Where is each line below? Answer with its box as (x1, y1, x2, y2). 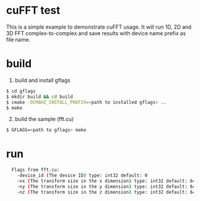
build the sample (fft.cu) (14, 116, 74, 123)
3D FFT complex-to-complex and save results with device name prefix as (6, 29, 186, 36)
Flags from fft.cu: (11, 167, 60, 173)
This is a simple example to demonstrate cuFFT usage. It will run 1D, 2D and (6, 23, 192, 30)
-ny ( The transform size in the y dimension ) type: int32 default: (17, 183, 187, 190)
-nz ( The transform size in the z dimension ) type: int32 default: (17, 189, 187, 195)
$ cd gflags (6, 88, 36, 94)
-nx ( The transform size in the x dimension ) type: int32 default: (17, 178, 187, 184)
